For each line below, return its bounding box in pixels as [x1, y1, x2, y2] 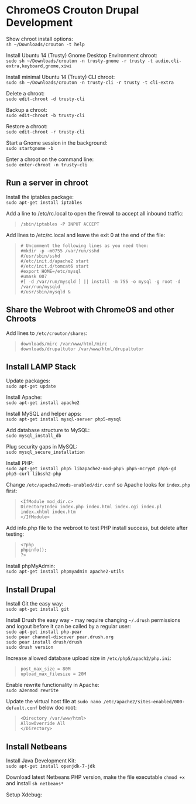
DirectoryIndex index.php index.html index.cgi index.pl [20, 504, 163, 510]
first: [6, 487, 18, 495]
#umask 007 [20, 273, 47, 279]
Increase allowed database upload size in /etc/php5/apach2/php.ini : [6, 655, 171, 662]
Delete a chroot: [6, 90, 45, 97]
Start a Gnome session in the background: [6, 139, 108, 146]
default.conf [6, 705, 38, 711]
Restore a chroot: [6, 122, 48, 129]
